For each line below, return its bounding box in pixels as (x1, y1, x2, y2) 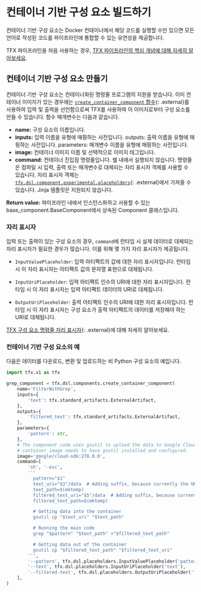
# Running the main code (32, 525, 95, 531)
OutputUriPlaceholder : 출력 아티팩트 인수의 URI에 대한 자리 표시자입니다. (14, 299, 187, 306)
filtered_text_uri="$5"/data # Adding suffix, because (32, 492, 175, 498)
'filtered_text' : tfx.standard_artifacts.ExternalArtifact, (28, 414, 181, 420)
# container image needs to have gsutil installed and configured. (17, 447, 188, 454)
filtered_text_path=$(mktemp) (32, 498, 109, 504)
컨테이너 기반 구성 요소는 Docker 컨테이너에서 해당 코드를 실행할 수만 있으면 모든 (6, 26, 194, 34)
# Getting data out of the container (32, 542, 127, 548)
